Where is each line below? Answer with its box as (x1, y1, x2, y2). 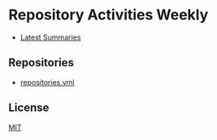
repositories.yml (20, 77, 75, 87)
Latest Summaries (20, 32, 81, 42)
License (8, 101, 50, 115)
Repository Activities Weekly (8, 6, 209, 24)
